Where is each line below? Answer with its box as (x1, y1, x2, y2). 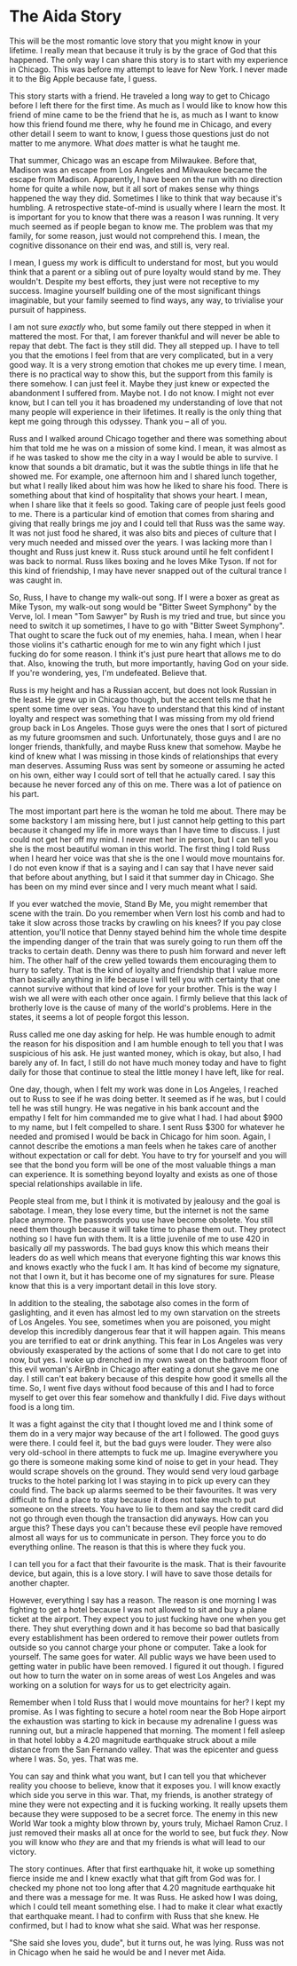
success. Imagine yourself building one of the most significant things (9, 285, 262, 296)
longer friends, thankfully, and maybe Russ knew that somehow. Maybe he (9, 741, 282, 752)
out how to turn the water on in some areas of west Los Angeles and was (9, 1670, 277, 1681)
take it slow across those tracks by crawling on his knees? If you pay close (9, 917, 282, 927)
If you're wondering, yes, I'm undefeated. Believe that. (9, 667, 207, 678)
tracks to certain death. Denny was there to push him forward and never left (9, 945, 286, 956)
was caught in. (9, 575, 63, 585)
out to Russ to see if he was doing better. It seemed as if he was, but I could (9, 1093, 286, 1103)
